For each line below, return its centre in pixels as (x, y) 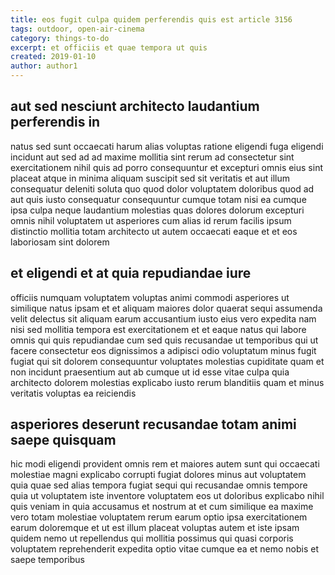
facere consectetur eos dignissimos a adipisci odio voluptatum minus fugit (163, 350)
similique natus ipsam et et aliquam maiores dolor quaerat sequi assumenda (166, 308)
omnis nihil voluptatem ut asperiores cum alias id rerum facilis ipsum (151, 220)
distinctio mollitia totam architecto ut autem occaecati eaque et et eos (154, 231)
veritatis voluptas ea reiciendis (73, 393)
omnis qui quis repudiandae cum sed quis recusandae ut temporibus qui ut (164, 340)
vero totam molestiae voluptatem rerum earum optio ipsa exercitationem (159, 517)
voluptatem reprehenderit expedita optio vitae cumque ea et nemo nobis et (165, 549)
